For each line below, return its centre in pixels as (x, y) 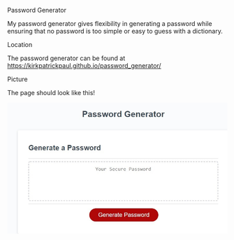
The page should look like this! (51, 93)
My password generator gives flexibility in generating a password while (110, 23)
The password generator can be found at (66, 58)
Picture (17, 79)
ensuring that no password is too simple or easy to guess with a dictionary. (115, 31)
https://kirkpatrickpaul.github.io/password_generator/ (85, 65)
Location (20, 44)
